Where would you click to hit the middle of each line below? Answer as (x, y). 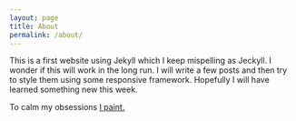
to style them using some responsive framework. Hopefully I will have (139, 80)
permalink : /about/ (46, 35)
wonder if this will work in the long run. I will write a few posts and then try (148, 70)
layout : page (34, 18)
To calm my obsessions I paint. (67, 107)
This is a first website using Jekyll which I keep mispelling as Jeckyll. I (141, 61)
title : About (34, 26)
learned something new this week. (74, 90)
